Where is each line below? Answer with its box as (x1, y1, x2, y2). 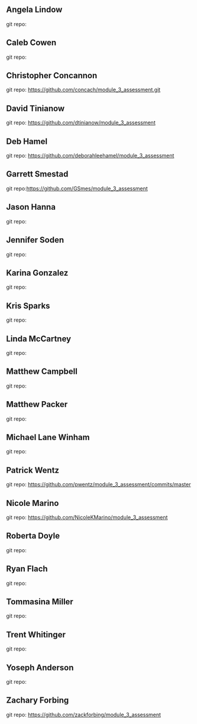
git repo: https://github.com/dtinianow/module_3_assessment (6, 119, 156, 126)
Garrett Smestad (6, 169, 69, 180)
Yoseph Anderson (6, 662, 74, 672)
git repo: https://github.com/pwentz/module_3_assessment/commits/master (6, 481, 191, 488)
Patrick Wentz (6, 465, 60, 475)
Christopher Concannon (6, 71, 98, 81)
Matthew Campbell (6, 367, 78, 377)
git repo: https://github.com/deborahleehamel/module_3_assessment (6, 152, 175, 159)
